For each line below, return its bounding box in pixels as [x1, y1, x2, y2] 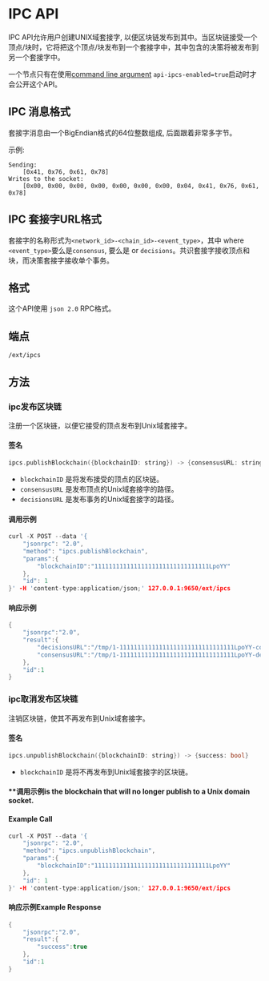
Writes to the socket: [8, 175, 84, 183]
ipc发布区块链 [8, 401, 62, 412]
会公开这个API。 [8, 79, 62, 89]
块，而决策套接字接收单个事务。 [8, 255, 114, 265]
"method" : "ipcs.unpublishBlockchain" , [22, 846, 156, 855]
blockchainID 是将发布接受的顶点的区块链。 [19, 474, 164, 484]
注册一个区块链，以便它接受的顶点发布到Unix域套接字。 [8, 420, 192, 430]
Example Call [8, 814, 53, 823]
